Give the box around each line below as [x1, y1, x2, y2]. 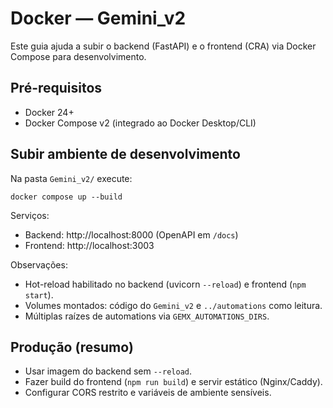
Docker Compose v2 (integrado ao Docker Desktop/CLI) [24, 117, 257, 129]
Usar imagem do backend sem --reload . [24, 365, 193, 377]
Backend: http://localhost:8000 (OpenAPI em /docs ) [24, 228, 239, 241]
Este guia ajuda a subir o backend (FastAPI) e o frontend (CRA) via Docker [10, 40, 317, 52]
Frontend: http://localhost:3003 [24, 239, 155, 251]
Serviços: [10, 209, 50, 221]
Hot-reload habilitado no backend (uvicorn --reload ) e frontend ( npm [24, 278, 307, 290]
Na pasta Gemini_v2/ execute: [10, 172, 133, 184]
